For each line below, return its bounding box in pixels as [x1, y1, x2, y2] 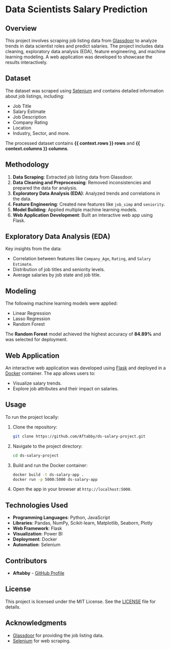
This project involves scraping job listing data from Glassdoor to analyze [5, 37, 157, 43]
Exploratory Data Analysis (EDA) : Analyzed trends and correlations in [12, 190, 160, 196]
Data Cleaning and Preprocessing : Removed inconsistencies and [12, 179, 151, 185]
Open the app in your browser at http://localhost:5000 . [12, 486, 132, 492]
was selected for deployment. [5, 337, 68, 343]
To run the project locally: [5, 414, 59, 420]
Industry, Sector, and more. [12, 130, 70, 136]
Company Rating [12, 119, 48, 125]
